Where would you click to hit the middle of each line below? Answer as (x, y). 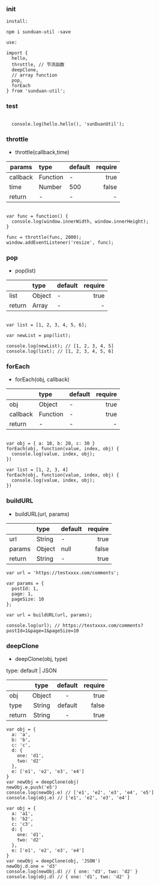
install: (17, 22)
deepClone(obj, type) (41, 659)
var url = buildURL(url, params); (49, 615)
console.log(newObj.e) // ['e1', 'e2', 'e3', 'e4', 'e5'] (80, 793)
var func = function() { (37, 216)
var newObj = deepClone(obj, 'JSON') (53, 861)
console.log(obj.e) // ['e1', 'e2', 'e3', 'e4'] (68, 798)
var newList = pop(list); (38, 336)
